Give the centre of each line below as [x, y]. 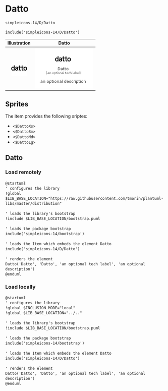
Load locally [20, 287]
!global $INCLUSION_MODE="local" [40, 308]
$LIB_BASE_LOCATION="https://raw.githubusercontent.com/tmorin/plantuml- [85, 198]
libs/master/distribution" [34, 203]
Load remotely [23, 172]
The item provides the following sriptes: [46, 116]
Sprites [17, 104]
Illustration [19, 43]
